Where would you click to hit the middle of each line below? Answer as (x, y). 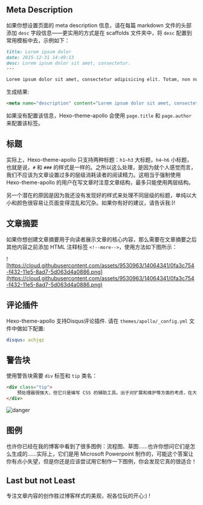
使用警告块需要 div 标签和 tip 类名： (52, 376)
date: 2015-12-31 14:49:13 (40, 57)
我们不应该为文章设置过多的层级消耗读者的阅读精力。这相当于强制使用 (94, 175)
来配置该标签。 (25, 123)
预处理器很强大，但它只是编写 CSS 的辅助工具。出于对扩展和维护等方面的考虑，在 (105, 393)
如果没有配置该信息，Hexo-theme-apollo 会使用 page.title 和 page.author (99, 116)
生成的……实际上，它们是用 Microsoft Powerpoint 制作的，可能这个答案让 (102, 454)
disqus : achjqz (25, 340)
